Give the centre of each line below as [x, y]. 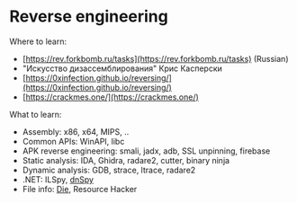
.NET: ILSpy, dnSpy [58, 179]
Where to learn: [38, 41]
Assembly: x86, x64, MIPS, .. [76, 131]
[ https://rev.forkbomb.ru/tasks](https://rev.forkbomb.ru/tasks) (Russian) [155, 58]
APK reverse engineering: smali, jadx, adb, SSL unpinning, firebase [146, 151]
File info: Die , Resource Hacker [80, 189]
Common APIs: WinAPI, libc [73, 141]
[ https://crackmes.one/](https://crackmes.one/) [111, 97]
